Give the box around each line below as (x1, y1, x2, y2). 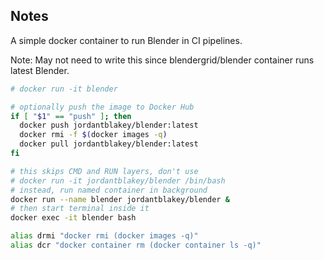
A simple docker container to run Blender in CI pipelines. (10, 34, 243, 46)
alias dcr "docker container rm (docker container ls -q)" (10, 240, 262, 251)
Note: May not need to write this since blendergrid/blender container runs (10, 54, 315, 66)
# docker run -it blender (10, 84, 118, 94)
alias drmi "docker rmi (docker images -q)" (10, 231, 199, 241)
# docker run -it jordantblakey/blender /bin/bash (10, 175, 226, 186)
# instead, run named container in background (10, 185, 208, 195)
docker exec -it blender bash (10, 213, 137, 223)
